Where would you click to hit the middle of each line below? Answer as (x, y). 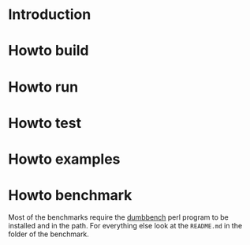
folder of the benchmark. (49, 234)
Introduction (50, 15)
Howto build (49, 51)
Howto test (45, 123)
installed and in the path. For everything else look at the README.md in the (125, 225)
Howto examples (64, 159)
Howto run (43, 87)
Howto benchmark (70, 196)
